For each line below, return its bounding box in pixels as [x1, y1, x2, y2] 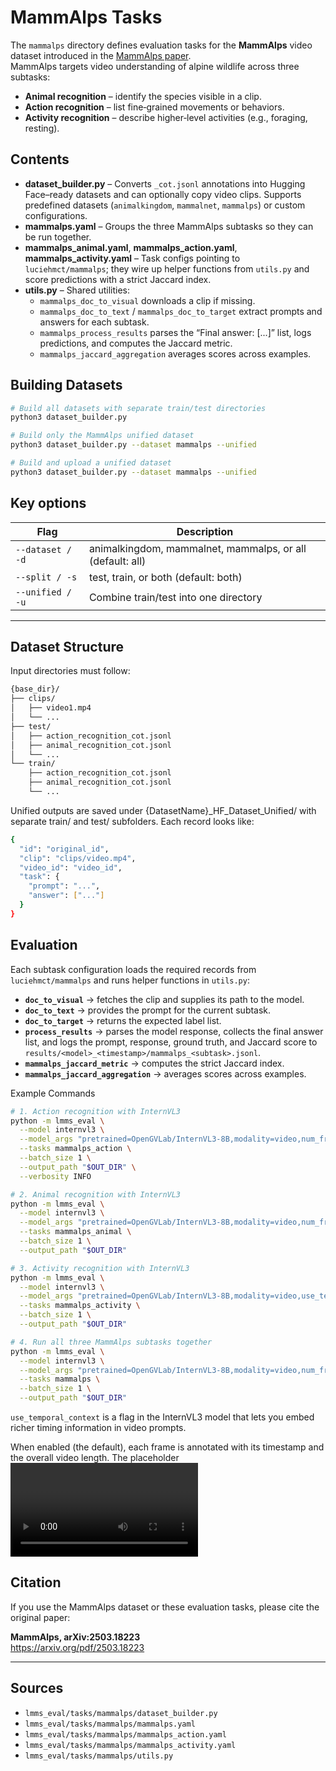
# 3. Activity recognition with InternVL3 [10, 1263, 190, 1273]
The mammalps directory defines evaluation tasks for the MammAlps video [10, 39, 313, 51]
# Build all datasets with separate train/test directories [10, 403, 267, 413]
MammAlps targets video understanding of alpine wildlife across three [10, 60, 300, 72]
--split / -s [15, 571, 78, 583]
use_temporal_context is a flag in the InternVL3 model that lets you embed [10, 1411, 315, 1423]
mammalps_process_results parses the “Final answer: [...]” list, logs [39, 326, 312, 338]
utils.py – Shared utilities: [24, 284, 131, 296]
